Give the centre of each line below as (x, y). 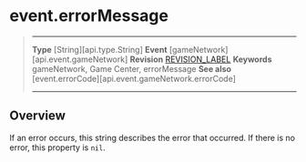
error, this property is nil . (58, 147)
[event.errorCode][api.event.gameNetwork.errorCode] (134, 78)
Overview (38, 116)
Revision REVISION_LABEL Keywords (201, 59)
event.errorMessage (89, 16)
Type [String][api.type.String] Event (99, 49)
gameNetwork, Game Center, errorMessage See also (132, 68)
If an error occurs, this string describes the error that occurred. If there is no (153, 137)
